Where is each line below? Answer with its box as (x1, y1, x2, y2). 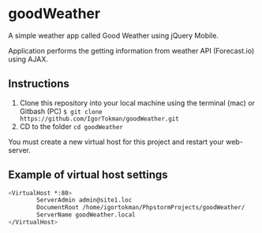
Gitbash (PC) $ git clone (19, 106, 103, 116)
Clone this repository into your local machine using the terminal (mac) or (19, 98, 255, 107)
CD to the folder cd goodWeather (19, 121, 124, 131)
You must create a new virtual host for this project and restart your (8, 137, 225, 146)
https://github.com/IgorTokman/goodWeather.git (19, 115, 179, 123)
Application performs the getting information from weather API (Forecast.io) (8, 46, 255, 55)
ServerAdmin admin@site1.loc (36, 196, 133, 205)
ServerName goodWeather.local (36, 211, 136, 219)
